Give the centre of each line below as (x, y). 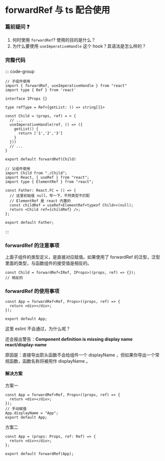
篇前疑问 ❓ (17, 27)
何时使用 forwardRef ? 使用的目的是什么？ (54, 40)
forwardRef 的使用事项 (32, 291)
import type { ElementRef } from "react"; (49, 182)
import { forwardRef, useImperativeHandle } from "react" (66, 85)
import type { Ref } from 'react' (41, 90)
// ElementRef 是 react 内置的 (40, 201)
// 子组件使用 (18, 81)
